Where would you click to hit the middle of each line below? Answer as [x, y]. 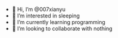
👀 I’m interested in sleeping [46, 16]
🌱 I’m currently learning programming [59, 22]
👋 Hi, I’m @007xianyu [38, 9]
